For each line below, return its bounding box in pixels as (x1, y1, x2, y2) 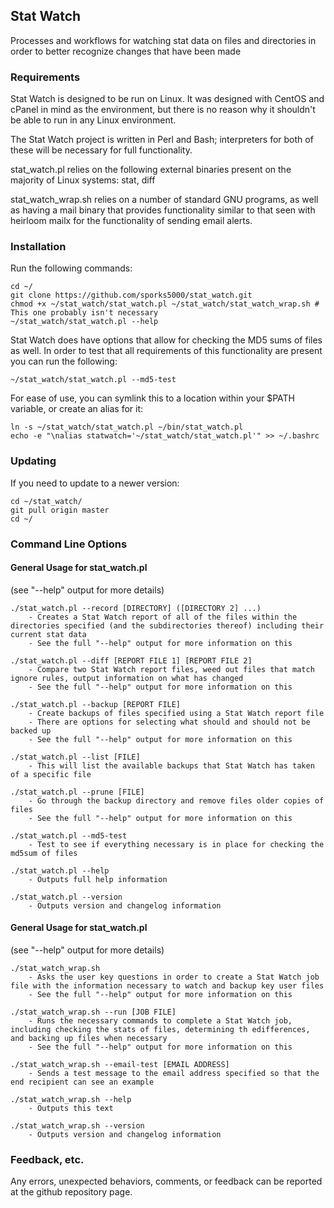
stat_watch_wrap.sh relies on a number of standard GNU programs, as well (10, 194, 319, 206)
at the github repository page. (10, 1186, 133, 1198)
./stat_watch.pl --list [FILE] (10, 752, 141, 762)
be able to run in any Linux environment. (10, 114, 177, 126)
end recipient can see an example (10, 1077, 155, 1088)
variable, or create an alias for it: (10, 403, 144, 415)
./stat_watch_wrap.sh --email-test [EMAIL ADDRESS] (10, 1060, 230, 1070)
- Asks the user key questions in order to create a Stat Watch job (28, 972, 320, 983)
